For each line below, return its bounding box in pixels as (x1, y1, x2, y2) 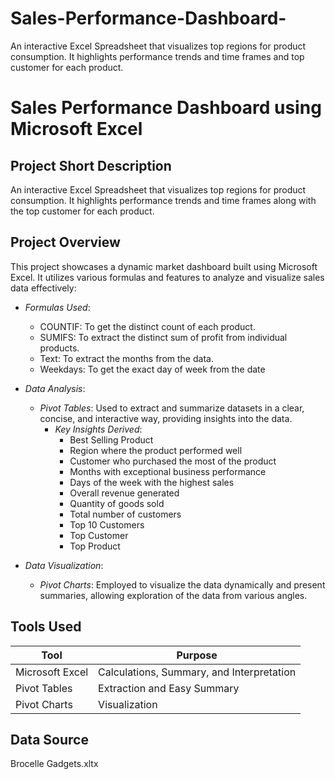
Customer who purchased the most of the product (69, 455, 277, 467)
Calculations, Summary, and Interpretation (98, 665, 297, 679)
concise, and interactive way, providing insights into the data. (39, 412, 293, 424)
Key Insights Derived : (54, 423, 143, 435)
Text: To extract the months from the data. (39, 352, 214, 364)
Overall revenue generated (69, 487, 180, 499)
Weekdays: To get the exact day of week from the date (39, 363, 266, 375)
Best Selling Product (69, 433, 154, 446)
